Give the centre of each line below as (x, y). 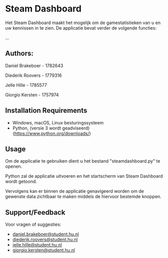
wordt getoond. (21, 182)
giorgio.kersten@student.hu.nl (44, 250)
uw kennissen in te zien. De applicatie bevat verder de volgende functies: (81, 28)
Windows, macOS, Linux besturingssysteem (58, 122)
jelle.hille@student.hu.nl (37, 245)
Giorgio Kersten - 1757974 (32, 95)
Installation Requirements (46, 111)
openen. (14, 167)
